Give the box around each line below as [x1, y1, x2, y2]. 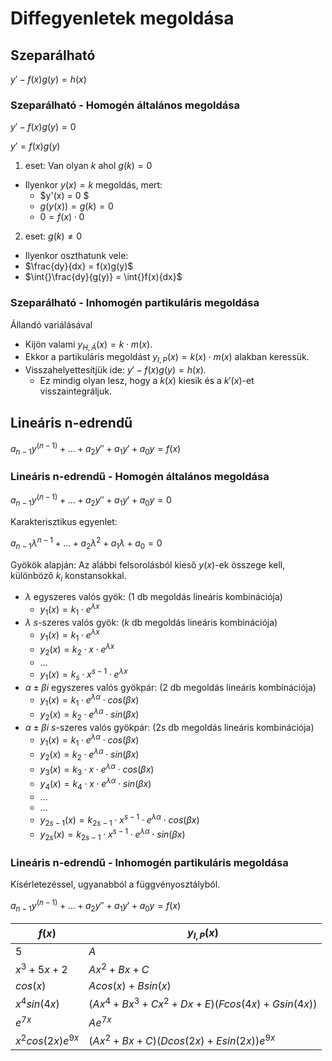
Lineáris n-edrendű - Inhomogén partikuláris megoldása [10, 855, 289, 869]
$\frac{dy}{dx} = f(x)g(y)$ [24, 260, 134, 272]
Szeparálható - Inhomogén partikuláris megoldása [10, 296, 260, 310]
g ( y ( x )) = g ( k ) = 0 [39, 200, 114, 212]
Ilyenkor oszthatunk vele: [24, 250, 129, 262]
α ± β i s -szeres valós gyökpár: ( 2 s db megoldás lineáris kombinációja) [24, 722, 315, 734]
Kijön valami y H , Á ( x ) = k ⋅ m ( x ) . [24, 338, 153, 352]
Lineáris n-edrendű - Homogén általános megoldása [10, 470, 270, 484]
